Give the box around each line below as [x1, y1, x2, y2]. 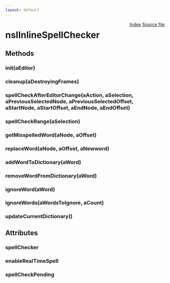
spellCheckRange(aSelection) [5, 117, 80, 125]
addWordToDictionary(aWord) [5, 158, 81, 166]
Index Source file [130, 21, 165, 27]
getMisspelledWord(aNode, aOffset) [5, 131, 97, 138]
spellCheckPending [5, 271, 55, 278]
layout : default [5, 7, 39, 13]
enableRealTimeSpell [5, 257, 59, 264]
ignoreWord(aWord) [5, 186, 56, 193]
